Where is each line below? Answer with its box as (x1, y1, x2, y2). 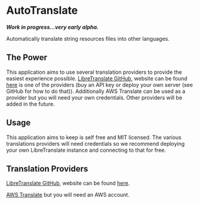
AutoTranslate (6, 4, 78, 17)
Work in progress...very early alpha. (6, 23, 99, 31)
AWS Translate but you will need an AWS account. (6, 191, 130, 199)
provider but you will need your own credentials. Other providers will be (6, 94, 182, 101)
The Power (6, 52, 48, 63)
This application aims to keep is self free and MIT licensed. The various (6, 133, 182, 141)
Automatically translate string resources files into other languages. (6, 35, 170, 42)
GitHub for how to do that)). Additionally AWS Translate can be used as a (6, 88, 185, 95)
